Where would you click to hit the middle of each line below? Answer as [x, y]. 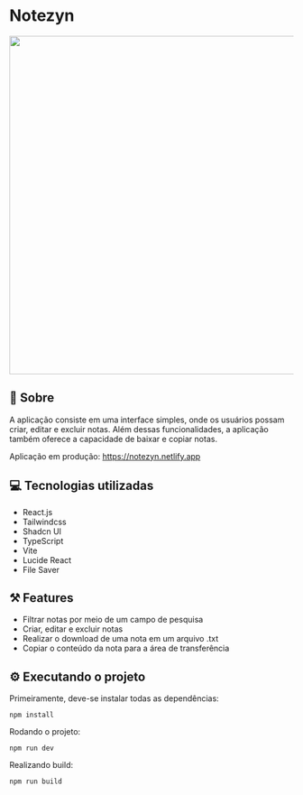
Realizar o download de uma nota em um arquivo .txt [120, 639]
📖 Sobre [32, 398]
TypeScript [43, 541]
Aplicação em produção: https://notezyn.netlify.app [105, 456]
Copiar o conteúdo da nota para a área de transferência [126, 648]
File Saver [41, 569]
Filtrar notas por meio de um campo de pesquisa [113, 620]
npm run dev [32, 749]
